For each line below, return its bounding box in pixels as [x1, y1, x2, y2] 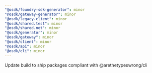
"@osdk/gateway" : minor [4, 35, 54, 40]
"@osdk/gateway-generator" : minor [4, 12, 76, 17]
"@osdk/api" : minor [4, 44, 45, 49]
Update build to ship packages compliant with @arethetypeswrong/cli [4, 62, 148, 68]
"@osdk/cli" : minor [4, 48, 45, 53]
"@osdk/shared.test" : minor [4, 21, 63, 26]
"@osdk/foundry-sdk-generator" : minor [4, 7, 85, 12]
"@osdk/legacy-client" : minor [4, 16, 68, 21]
